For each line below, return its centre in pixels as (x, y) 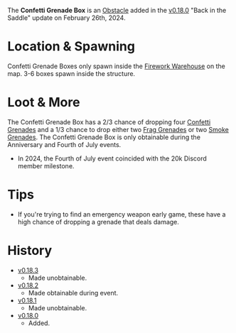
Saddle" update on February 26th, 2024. (66, 18)
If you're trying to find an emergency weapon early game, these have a (122, 214)
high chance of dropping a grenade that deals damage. (98, 222)
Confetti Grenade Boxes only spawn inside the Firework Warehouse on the (116, 66)
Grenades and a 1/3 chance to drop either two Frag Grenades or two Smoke (118, 129)
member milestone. (46, 165)
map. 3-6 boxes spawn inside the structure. (71, 73)
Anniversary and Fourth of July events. (64, 144)
